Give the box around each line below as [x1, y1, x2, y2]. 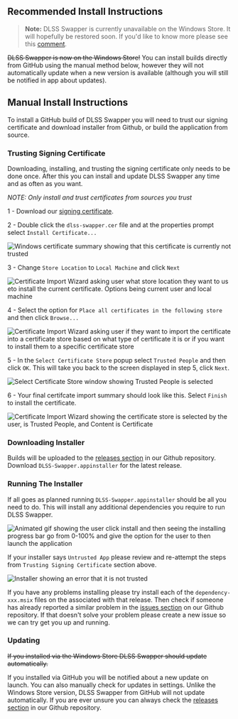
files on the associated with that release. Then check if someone [34, 595, 224, 604]
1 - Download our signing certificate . [7, 207, 114, 215]
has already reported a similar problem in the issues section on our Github [7, 603, 224, 611]
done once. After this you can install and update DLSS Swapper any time [7, 172, 220, 180]
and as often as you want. [7, 179, 83, 187]
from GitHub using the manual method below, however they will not [7, 60, 204, 70]
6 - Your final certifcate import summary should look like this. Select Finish [7, 390, 227, 400]
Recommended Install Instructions [7, 6, 163, 18]
